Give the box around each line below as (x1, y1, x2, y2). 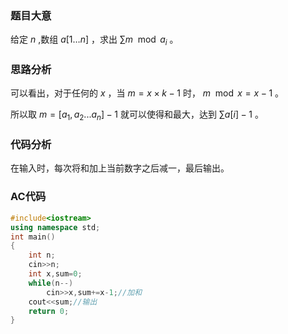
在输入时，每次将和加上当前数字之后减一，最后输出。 (10, 162, 230, 174)
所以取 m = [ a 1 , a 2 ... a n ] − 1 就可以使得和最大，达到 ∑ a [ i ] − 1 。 (10, 108, 264, 123)
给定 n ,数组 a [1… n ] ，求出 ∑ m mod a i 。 (10, 33, 179, 48)
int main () (10, 232, 56, 242)
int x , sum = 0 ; (28, 269, 83, 279)
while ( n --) (28, 278, 74, 288)
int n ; (28, 250, 56, 261)
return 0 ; (28, 306, 70, 316)
